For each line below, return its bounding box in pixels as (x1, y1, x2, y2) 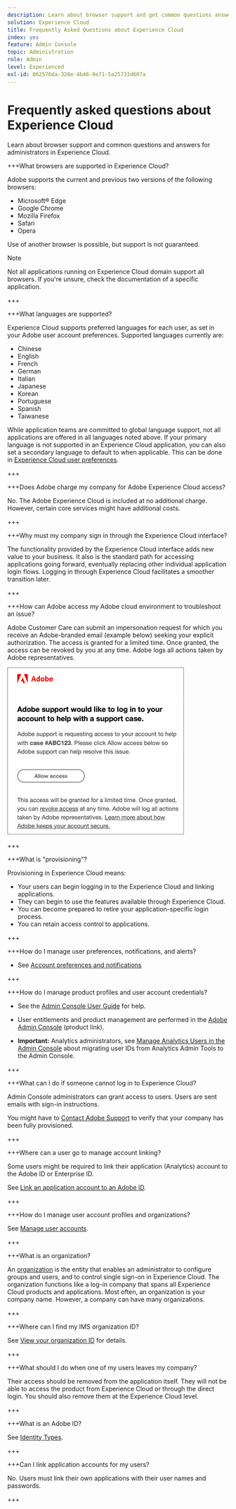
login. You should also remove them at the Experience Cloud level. (7, 1392, 199, 1400)
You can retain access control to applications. (17, 920, 150, 928)
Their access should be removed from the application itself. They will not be (7, 1376, 227, 1385)
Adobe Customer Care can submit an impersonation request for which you (7, 623, 223, 632)
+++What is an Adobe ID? (7, 1419, 82, 1427)
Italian (17, 374, 36, 383)
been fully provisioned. (7, 1121, 74, 1129)
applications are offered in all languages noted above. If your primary (7, 433, 207, 441)
